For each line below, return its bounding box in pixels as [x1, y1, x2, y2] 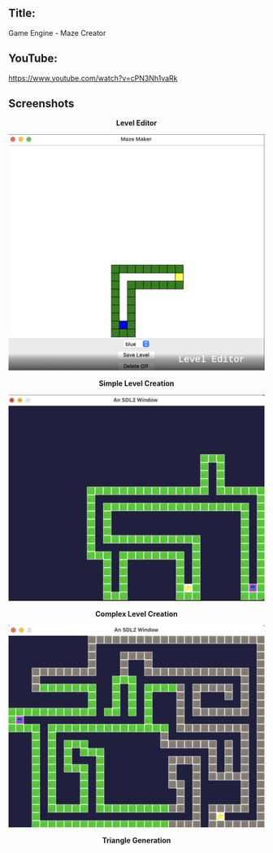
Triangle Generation [102, 835, 171, 845]
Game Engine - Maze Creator [8, 28, 106, 37]
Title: [8, 6, 36, 20]
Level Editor [116, 118, 157, 128]
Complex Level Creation [95, 609, 178, 619]
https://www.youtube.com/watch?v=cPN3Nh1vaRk [8, 73, 178, 83]
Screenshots [8, 97, 75, 110]
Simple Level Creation [98, 379, 175, 388]
